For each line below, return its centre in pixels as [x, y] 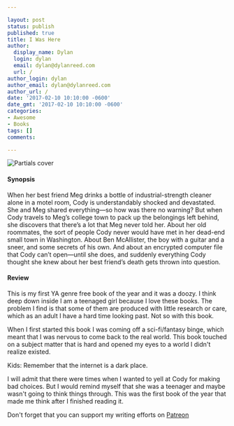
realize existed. [29, 352]
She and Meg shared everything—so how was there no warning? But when [115, 209]
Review [18, 278]
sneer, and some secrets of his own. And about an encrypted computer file [115, 247]
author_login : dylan [37, 78]
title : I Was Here [34, 39]
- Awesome [22, 118]
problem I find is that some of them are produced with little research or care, [117, 308]
